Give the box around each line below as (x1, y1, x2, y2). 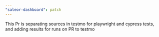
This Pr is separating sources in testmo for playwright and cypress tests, (5, 21, 154, 27)
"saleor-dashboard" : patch (5, 7, 61, 12)
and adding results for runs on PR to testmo (5, 26, 95, 32)
